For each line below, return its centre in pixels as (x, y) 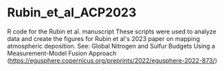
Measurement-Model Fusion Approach (62, 53)
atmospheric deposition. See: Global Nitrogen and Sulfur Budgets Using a (111, 46)
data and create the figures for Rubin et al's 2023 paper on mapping (104, 38)
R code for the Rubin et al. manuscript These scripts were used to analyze (112, 31)
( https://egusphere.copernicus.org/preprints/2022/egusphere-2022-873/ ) (112, 60)
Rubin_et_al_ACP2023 (72, 13)
